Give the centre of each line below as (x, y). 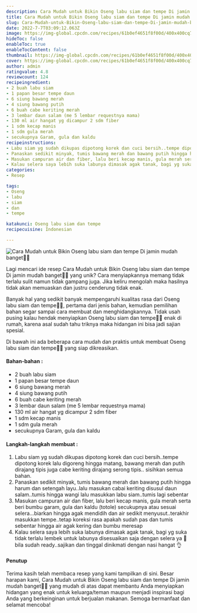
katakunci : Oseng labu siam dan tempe (53, 224)
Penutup (17, 560)
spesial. (16, 330)
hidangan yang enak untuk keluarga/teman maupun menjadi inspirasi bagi (95, 592)
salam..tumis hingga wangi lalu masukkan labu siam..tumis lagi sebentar (101, 495)
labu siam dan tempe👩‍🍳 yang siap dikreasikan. (62, 348)
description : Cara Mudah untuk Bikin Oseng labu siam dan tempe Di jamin (98, 11)
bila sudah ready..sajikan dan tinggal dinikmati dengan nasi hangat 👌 (98, 545)
